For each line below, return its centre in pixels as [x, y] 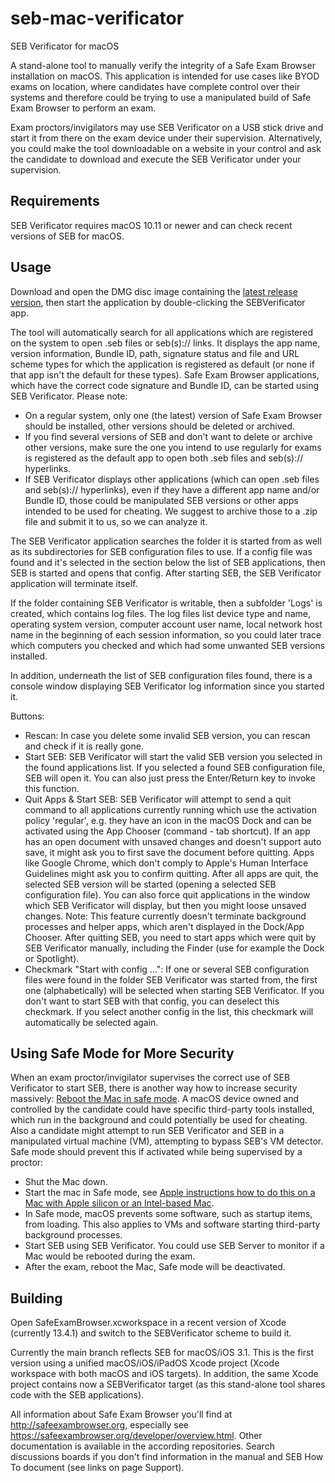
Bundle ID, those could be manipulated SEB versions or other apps [161, 500]
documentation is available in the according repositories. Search [142, 1446]
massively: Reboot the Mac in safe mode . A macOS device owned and [155, 1099]
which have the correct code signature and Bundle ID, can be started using [165, 385]
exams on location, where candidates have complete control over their [155, 86]
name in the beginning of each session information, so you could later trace [166, 634]
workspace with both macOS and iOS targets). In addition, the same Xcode [164, 1374]
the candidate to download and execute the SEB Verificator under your [156, 159]
